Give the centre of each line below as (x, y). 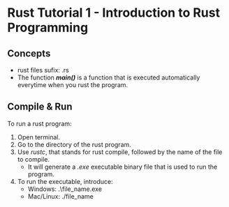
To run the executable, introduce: (65, 181)
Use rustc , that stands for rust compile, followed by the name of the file (120, 152)
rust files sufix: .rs (43, 70)
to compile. (34, 159)
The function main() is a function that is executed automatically (109, 77)
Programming (48, 28)
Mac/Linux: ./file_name (61, 196)
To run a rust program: (39, 123)
